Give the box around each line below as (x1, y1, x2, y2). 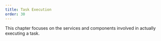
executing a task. (5, 30, 40, 36)
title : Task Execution (5, 7, 52, 12)
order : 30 (5, 12, 26, 17)
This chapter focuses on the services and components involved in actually (5, 25, 156, 31)
